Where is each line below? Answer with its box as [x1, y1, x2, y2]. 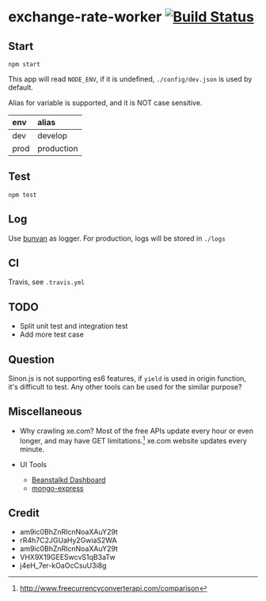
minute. [19, 444, 45, 454]
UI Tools [19, 459, 47, 469]
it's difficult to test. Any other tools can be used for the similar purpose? [8, 382, 242, 392]
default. [8, 83, 34, 92]
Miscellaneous [8, 405, 82, 419]
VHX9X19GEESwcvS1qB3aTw [19, 553, 116, 562]
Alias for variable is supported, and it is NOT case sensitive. [8, 98, 203, 107]
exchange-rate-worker [8, 8, 162, 26]
